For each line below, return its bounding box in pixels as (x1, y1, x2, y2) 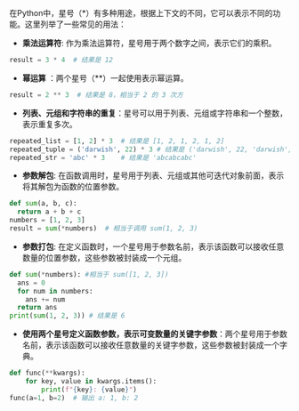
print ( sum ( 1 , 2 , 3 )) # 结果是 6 (9, 311, 125, 320)
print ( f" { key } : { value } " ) (41, 385, 138, 394)
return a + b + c (17, 207, 82, 216)
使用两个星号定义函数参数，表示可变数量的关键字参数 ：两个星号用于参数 (21, 328, 287, 340)
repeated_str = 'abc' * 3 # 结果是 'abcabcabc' (9, 153, 198, 162)
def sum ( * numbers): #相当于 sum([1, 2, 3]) (9, 270, 169, 278)
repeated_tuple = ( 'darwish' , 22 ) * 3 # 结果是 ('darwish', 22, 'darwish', (9, 145, 293, 154)
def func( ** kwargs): (9, 368, 86, 378)
